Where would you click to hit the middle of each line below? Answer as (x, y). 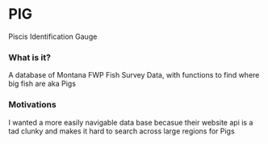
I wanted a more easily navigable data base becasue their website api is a (131, 122)
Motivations (32, 104)
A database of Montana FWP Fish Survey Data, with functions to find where (134, 75)
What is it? (29, 57)
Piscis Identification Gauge (53, 36)
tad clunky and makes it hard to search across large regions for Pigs (122, 131)
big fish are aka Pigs (42, 84)
